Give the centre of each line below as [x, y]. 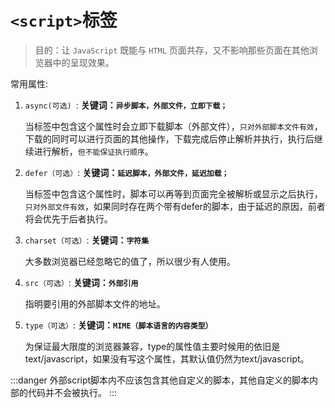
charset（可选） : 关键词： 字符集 [87, 240]
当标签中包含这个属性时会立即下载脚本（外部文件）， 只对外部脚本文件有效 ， [173, 126]
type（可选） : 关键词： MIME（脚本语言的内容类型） [118, 325]
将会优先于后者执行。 [68, 218]
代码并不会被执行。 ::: [72, 392]
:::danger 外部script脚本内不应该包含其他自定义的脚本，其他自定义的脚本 [160, 380]
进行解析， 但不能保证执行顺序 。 [93, 151]
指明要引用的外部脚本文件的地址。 [95, 303]
